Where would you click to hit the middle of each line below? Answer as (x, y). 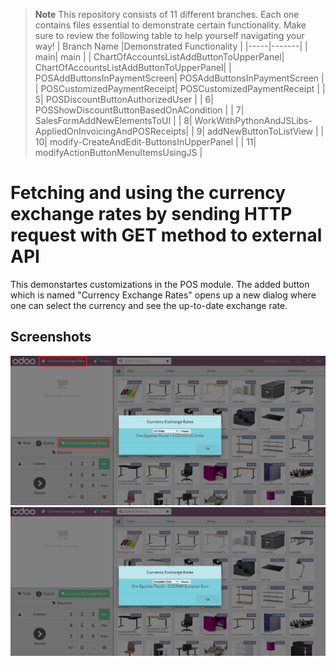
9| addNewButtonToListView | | (260, 131)
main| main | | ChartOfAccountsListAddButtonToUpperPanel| (159, 57)
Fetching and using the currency (148, 193)
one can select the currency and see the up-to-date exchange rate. (149, 305)
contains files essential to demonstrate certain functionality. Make (170, 25)
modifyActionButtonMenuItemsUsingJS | (118, 152)
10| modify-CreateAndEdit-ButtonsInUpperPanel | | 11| (145, 142)
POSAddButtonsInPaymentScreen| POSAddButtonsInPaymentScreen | (179, 78)
